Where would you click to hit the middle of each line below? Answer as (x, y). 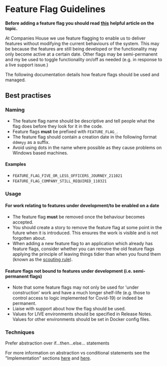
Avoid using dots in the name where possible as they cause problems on (87, 147)
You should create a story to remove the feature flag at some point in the (87, 227)
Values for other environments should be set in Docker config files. (81, 319)
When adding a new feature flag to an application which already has (82, 243)
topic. (11, 28)
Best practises (28, 96)
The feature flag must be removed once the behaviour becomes (78, 217)
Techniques (20, 332)
